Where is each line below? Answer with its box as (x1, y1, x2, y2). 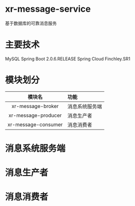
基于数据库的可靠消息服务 (5, 20, 57, 26)
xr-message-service (5, 3, 91, 15)
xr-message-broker (11, 103, 59, 109)
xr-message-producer (8, 112, 62, 119)
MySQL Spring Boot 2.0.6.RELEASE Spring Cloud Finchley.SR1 (5, 55, 131, 62)
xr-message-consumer (7, 121, 63, 128)
